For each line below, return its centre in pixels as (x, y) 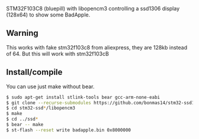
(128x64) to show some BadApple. (48, 15)
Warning (22, 33)
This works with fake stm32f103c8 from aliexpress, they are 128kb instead (97, 47)
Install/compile (34, 72)
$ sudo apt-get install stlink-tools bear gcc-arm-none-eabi (83, 97)
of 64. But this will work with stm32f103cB (58, 54)
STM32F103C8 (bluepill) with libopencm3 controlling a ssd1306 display (93, 9)
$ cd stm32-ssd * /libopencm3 (41, 108)
